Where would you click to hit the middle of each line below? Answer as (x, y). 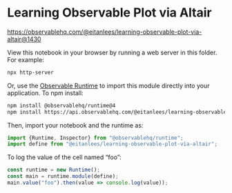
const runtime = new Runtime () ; (54, 170)
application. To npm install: (46, 93)
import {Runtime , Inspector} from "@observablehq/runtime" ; (96, 138)
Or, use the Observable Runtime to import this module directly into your (108, 85)
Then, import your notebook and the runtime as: (75, 125)
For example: (26, 59)
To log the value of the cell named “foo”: (65, 157)
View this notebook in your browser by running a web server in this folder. (112, 52)
